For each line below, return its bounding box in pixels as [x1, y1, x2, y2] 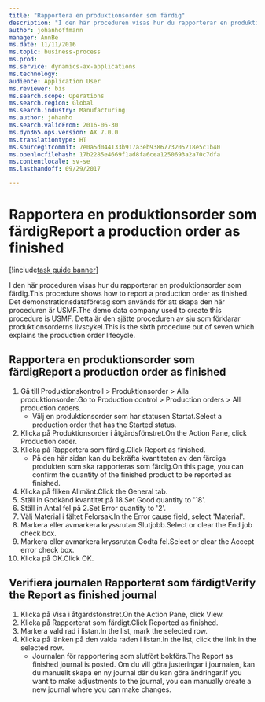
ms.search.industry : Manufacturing [9, 107, 126, 115]
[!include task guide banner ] [9, 265, 99, 274]
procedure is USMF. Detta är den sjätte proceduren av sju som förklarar [9, 314, 241, 323]
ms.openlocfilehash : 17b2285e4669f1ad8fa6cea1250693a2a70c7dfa [9, 150, 221, 158]
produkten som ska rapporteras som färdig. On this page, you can [31, 461, 245, 471]
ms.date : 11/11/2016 [9, 41, 77, 49]
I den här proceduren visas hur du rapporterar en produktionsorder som [9, 280, 242, 289]
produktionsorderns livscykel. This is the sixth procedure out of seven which [9, 322, 255, 331]
